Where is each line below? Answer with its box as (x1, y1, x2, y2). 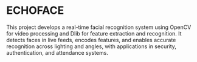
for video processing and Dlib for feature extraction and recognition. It (6, 29, 182, 37)
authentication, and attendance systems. (6, 49, 108, 56)
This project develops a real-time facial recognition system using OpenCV (6, 23, 192, 31)
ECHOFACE (6, 4, 64, 17)
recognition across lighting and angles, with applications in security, (6, 43, 176, 50)
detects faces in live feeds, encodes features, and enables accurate (6, 36, 176, 43)
